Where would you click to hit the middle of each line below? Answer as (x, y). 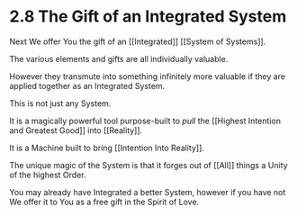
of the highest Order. (48, 175)
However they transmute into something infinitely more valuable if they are (148, 76)
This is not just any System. (60, 103)
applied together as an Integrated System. (87, 85)
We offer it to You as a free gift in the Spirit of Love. (104, 202)
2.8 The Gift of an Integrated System (148, 17)
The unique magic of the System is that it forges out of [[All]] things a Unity (148, 165)
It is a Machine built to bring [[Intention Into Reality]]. (107, 148)
